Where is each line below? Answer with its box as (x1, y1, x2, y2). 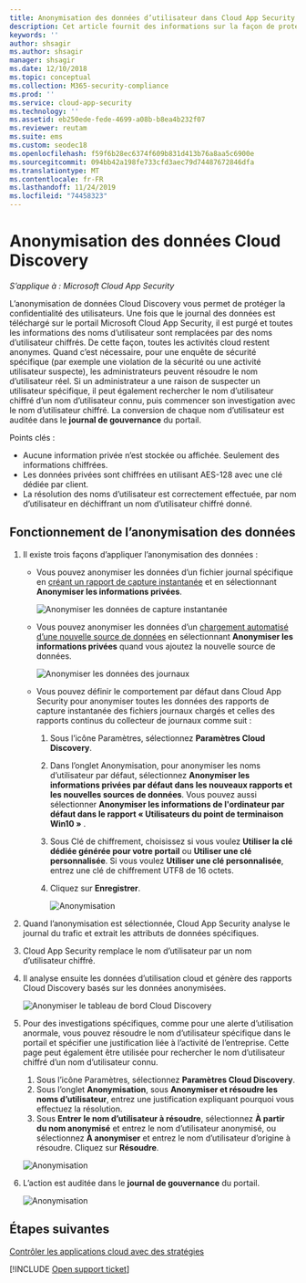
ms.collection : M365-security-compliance (9, 81, 169, 90)
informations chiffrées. (22, 459, 108, 470)
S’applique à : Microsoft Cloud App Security (9, 280, 175, 291)
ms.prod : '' (9, 89, 55, 99)
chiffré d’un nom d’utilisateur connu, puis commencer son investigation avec (9, 394, 296, 406)
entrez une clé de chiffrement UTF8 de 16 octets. (49, 864, 234, 876)
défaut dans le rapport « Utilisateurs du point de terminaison (49, 808, 284, 819)
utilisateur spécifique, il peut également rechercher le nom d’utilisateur (9, 385, 274, 396)
